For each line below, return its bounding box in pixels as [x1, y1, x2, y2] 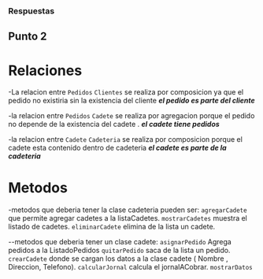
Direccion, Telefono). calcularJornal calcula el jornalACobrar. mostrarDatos [8, 262, 254, 272]
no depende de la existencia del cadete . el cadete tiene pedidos [8, 120, 220, 129]
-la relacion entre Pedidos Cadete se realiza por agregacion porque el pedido [8, 111, 255, 121]
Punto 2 [8, 30, 47, 43]
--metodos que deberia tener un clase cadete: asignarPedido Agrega [8, 237, 232, 247]
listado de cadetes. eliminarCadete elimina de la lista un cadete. [8, 222, 216, 232]
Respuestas [8, 6, 55, 17]
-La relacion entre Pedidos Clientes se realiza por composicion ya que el [8, 87, 244, 97]
